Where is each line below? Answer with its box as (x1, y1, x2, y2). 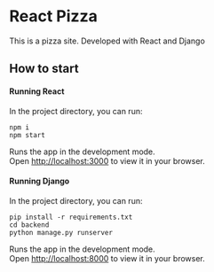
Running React (9, 86, 65, 97)
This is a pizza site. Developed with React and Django (9, 35, 206, 46)
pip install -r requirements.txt (9, 213, 133, 221)
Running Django (9, 175, 70, 187)
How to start (9, 61, 79, 76)
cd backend (9, 220, 50, 229)
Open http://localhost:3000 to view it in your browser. (9, 155, 206, 166)
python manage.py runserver (9, 228, 114, 237)
